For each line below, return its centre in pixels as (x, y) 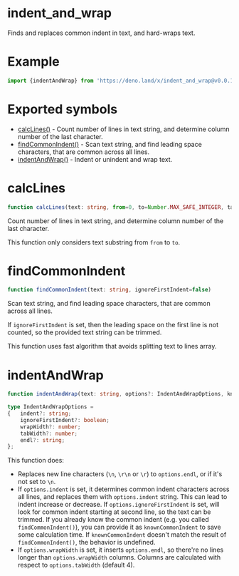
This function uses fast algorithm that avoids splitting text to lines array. (112, 346)
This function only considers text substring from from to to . (94, 242)
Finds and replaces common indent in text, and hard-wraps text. (101, 33)
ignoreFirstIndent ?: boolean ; (65, 420)
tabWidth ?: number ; (49, 433)
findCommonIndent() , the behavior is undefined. (86, 542)
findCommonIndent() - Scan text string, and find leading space (110, 144)
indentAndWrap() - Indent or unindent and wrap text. (95, 159)
